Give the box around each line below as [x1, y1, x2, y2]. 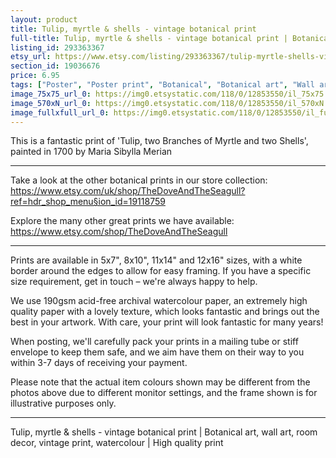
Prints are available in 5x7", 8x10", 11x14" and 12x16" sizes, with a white [10, 254, 303, 266]
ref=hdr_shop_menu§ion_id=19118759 [10, 196, 166, 208]
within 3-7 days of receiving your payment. [10, 357, 188, 369]
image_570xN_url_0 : [10, 98, 92, 108]
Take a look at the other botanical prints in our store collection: [10, 174, 268, 186]
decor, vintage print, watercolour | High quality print [10, 437, 224, 449]
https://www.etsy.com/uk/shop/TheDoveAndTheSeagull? [10, 185, 246, 197]
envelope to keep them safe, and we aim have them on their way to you [10, 346, 305, 358]
